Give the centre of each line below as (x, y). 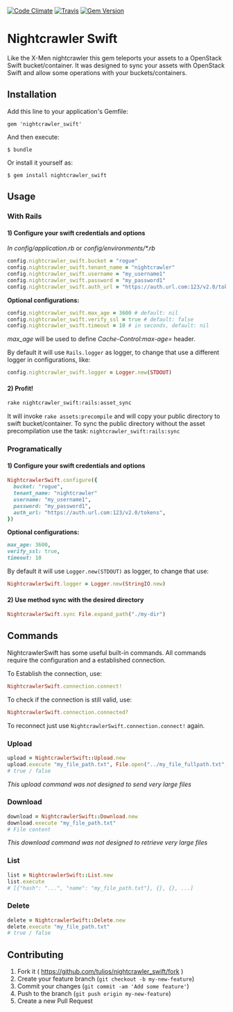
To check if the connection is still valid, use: (70, 699)
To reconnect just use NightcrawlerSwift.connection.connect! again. (106, 725)
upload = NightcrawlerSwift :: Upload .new (67, 758)
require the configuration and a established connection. (87, 660)
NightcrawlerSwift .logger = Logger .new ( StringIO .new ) (87, 584)
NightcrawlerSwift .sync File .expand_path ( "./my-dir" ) (87, 615)
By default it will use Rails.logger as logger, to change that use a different (113, 352)
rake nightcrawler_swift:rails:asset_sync (69, 403)
